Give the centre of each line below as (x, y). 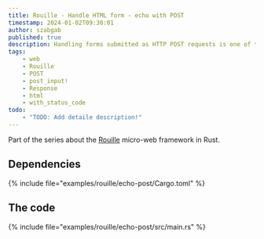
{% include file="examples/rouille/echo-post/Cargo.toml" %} (107, 183)
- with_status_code (54, 103)
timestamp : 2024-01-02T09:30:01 (61, 23)
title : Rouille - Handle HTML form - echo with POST (96, 15)
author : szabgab (35, 30)
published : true (35, 37)
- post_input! (45, 81)
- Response (40, 88)
